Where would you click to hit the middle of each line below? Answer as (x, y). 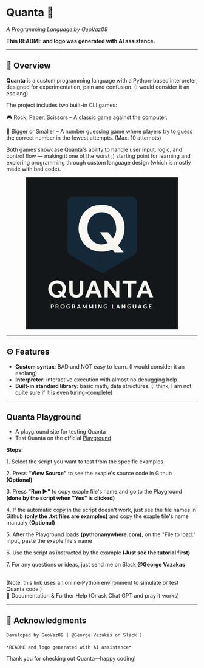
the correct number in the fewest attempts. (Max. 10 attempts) (84, 138)
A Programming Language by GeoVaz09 (57, 29)
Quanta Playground (44, 417)
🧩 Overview (29, 66)
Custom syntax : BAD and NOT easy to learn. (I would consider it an (100, 366)
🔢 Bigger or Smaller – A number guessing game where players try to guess (100, 131)
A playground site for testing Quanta (60, 432)
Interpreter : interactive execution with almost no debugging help (96, 380)
